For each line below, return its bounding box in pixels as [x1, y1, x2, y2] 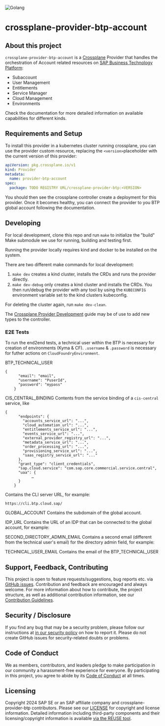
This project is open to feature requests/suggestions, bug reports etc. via [5, 576, 153, 582]
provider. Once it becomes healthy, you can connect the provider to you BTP [5, 200, 160, 206]
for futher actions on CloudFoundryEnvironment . [5, 350, 100, 356]
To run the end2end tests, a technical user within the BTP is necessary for [5, 340, 155, 346]
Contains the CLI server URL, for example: [5, 492, 90, 498]
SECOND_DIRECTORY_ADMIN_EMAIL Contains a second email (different [5, 534, 152, 540]
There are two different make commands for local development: [5, 261, 134, 268]
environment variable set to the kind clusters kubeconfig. [12, 292, 128, 298]
